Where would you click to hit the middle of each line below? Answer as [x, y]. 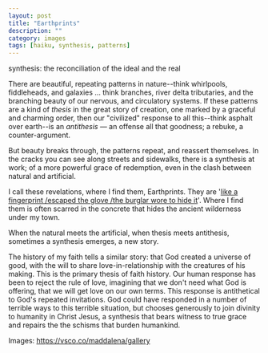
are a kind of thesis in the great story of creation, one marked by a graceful [132, 110]
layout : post [30, 16]
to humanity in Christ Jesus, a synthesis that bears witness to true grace [128, 317]
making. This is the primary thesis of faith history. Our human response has [132, 274]
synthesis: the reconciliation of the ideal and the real [95, 68]
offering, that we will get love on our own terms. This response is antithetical [134, 291]
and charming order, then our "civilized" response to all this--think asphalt [131, 118]
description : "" [35, 30]
